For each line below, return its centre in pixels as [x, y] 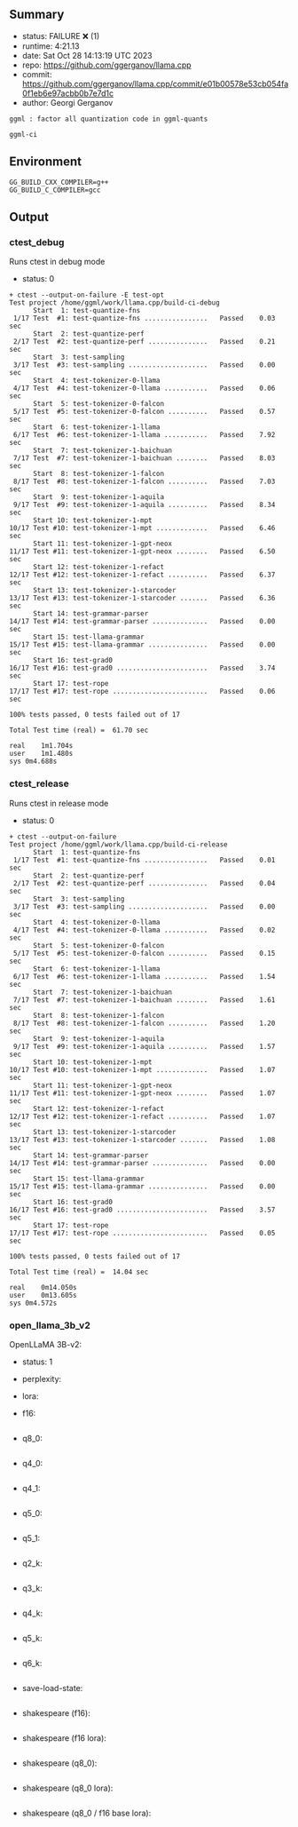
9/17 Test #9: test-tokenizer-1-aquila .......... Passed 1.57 [144, 1046]
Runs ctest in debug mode [57, 262]
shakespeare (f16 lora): [64, 1738]
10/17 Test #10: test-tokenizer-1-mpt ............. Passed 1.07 [142, 1069]
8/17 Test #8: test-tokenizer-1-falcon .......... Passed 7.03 [144, 482]
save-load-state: [52, 1688]
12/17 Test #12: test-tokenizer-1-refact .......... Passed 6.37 [142, 575]
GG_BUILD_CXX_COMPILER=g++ [59, 182]
